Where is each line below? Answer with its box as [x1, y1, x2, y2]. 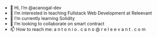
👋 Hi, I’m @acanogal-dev [10, 5, 62, 10]
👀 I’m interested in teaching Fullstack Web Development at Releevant [10, 10, 152, 16]
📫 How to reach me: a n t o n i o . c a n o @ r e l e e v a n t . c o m [10, 26, 146, 32]
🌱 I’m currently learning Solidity [10, 15, 75, 21]
